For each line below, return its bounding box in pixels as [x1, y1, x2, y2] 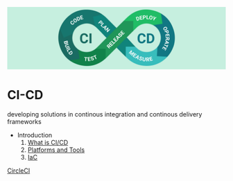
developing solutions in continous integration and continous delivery [7, 110, 202, 118]
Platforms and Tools [27, 146, 85, 154]
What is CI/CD [27, 138, 69, 146]
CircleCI [7, 166, 31, 175]
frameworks [7, 117, 42, 126]
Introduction [17, 130, 53, 139]
